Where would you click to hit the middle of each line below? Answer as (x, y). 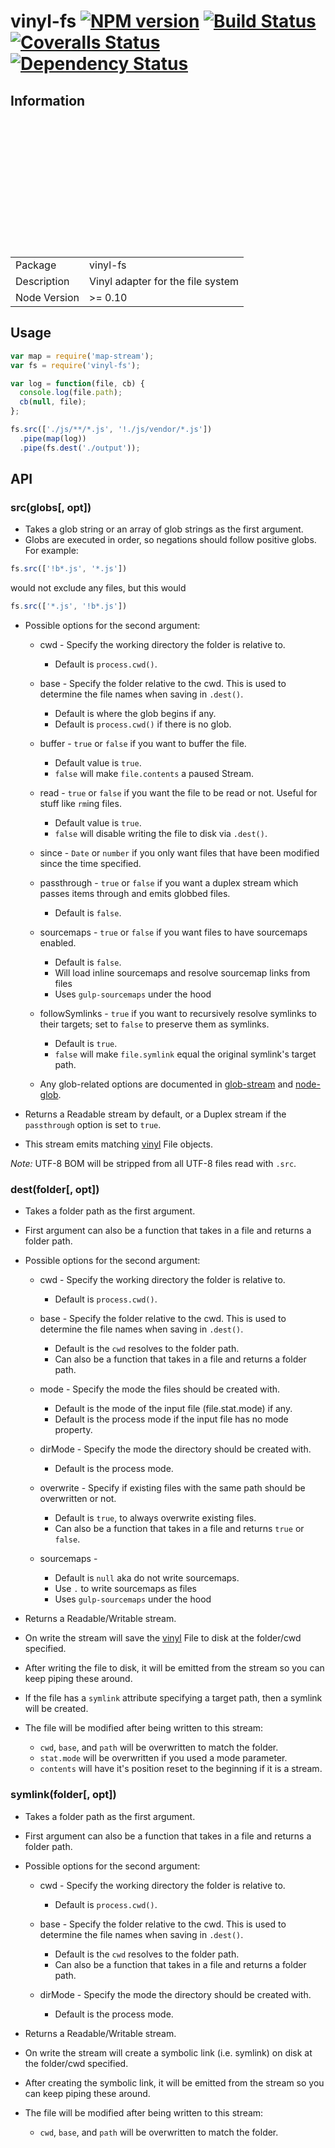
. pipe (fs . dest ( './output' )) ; (80, 448)
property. (73, 1430)
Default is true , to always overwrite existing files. (155, 1518)
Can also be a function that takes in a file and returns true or (179, 1529)
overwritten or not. (78, 1499)
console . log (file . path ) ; (71, 393)
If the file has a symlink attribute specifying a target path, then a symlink (173, 1698)
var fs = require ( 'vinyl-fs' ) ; (75, 365)
